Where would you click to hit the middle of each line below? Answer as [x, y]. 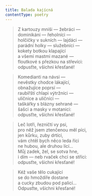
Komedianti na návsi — [41, 77]
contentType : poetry [27, 15]
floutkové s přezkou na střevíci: [50, 61]
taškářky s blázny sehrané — [48, 104]
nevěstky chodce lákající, [44, 82]
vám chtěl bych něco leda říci [48, 141]
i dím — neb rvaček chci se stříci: [52, 157]
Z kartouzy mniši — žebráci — [49, 29]
